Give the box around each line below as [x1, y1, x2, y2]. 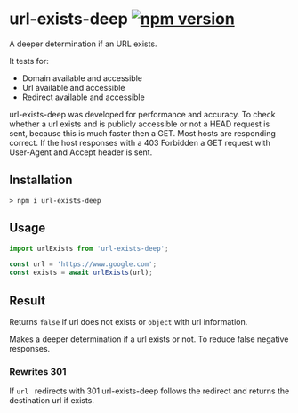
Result [9, 293, 46, 308]
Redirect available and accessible [21, 92, 145, 102]
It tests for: [9, 55, 49, 66]
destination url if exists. [9, 395, 95, 406]
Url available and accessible [21, 82, 126, 93]
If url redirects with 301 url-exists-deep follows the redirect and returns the [9, 385, 290, 396]
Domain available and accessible [21, 72, 142, 84]
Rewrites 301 [9, 365, 67, 377]
